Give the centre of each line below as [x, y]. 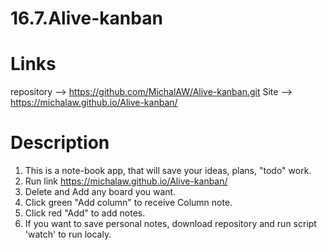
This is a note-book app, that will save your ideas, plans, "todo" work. [168, 171]
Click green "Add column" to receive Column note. [128, 203]
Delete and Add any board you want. [100, 192]
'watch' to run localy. [68, 234]
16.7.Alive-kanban [86, 18]
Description [60, 143]
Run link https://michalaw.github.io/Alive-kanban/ [126, 181]
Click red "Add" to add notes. [85, 213]
